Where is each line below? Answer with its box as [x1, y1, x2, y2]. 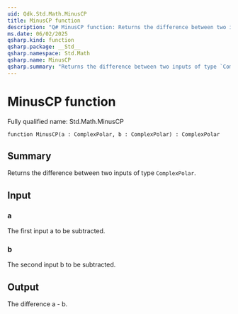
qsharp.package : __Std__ [7, 43, 81, 50]
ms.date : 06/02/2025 [7, 30, 69, 38]
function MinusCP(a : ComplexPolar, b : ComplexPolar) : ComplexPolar [7, 130, 220, 138]
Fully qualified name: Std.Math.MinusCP [7, 117, 124, 125]
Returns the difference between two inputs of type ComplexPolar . [7, 169, 196, 177]
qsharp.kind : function [7, 37, 74, 44]
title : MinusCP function [7, 17, 81, 24]
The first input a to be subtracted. [7, 227, 106, 235]
